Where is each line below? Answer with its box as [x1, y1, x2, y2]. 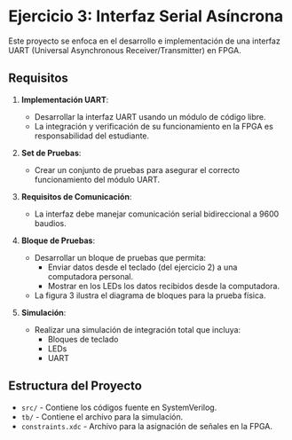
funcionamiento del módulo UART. [34, 174, 161, 185]
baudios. [34, 217, 67, 228]
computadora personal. [47, 271, 134, 281]
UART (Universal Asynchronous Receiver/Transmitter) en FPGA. [8, 44, 241, 55]
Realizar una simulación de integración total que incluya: [34, 324, 241, 334]
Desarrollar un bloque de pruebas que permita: [34, 252, 206, 263]
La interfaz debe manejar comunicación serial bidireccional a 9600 [34, 208, 280, 219]
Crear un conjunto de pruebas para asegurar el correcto [34, 164, 241, 175]
